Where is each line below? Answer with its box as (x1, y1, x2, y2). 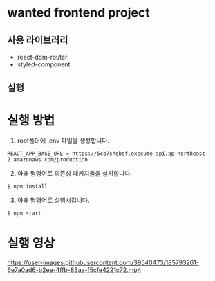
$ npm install (7, 183, 48, 190)
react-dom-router (17, 53, 68, 61)
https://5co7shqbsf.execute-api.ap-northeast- (72, 150, 209, 157)
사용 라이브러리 (7, 34, 68, 46)
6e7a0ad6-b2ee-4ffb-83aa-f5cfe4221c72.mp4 (7, 266, 142, 274)
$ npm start (7, 210, 41, 217)
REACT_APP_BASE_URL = (7, 150, 70, 157)
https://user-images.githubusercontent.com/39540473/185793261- (7, 258, 199, 267)
